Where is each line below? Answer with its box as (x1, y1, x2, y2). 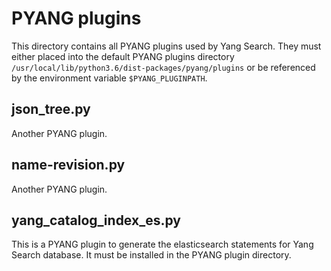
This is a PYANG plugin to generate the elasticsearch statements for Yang (11, 238, 314, 251)
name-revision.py (11, 157, 126, 174)
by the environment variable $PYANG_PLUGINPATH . (11, 72, 208, 84)
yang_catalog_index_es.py (11, 212, 181, 229)
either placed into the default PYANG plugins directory (11, 50, 235, 62)
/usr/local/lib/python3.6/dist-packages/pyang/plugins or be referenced (11, 61, 316, 73)
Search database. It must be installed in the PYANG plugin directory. (11, 249, 292, 261)
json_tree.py (11, 101, 91, 118)
